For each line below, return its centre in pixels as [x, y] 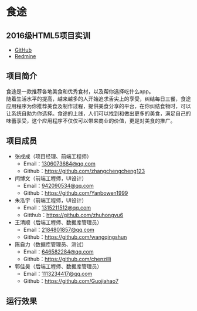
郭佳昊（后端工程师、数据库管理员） [58, 266]
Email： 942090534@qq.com [58, 185]
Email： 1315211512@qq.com [57, 207]
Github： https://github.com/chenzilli [67, 259]
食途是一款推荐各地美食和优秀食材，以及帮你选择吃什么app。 [80, 91]
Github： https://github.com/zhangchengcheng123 [84, 171]
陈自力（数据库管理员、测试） [50, 244]
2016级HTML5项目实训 [48, 36]
